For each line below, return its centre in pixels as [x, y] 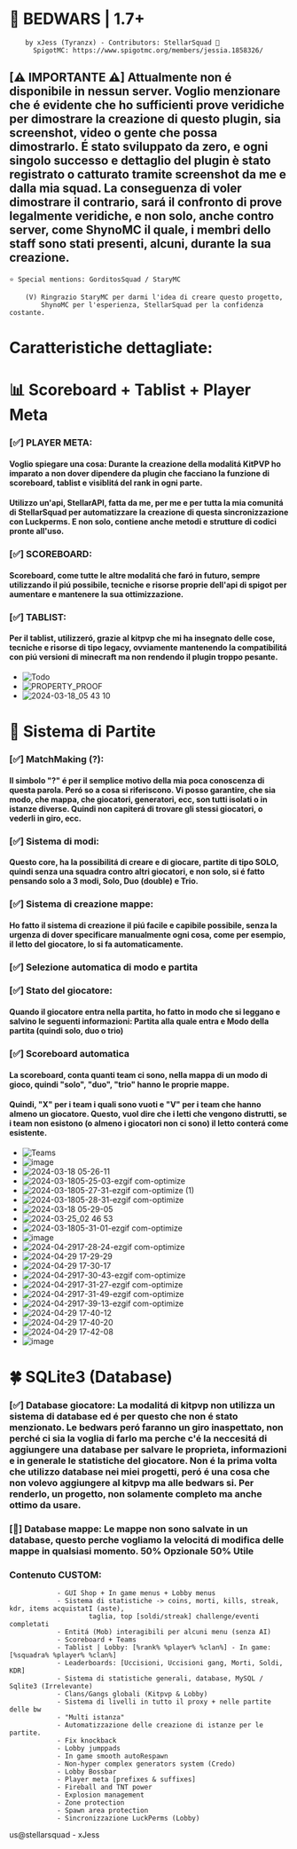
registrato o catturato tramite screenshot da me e [148, 174]
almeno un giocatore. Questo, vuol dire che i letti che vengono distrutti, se [148, 1114]
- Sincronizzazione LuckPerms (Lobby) [128, 1819]
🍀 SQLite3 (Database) [91, 1377]
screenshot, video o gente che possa [113, 133]
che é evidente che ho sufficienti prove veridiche [147, 105]
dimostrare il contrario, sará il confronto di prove [145, 203]
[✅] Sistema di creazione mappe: [82, 904]
